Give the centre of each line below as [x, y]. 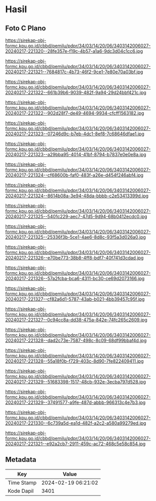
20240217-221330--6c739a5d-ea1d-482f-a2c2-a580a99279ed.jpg [76, 423]
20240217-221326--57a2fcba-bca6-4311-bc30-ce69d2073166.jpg [75, 278]
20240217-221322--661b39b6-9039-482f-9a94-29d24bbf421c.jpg [76, 92]
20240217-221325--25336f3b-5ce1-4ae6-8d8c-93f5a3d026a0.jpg [75, 237]
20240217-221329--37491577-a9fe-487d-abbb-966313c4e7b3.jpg [75, 402]
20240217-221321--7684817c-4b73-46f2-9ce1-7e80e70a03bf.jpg [74, 72]
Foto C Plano [26, 28]
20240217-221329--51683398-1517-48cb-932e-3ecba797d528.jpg [75, 382]
